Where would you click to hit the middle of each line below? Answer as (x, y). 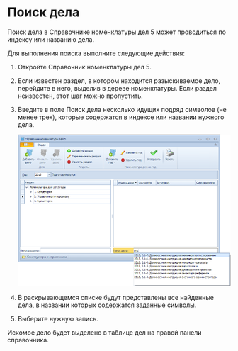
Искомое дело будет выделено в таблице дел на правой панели (104, 333)
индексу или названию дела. (51, 39)
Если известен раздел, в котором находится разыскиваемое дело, (119, 80)
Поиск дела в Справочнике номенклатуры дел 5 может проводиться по (117, 32)
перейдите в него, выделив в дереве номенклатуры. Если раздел (117, 88)
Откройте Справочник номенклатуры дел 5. (85, 67)
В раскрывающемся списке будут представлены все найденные (116, 298)
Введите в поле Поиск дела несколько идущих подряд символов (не (122, 109)
